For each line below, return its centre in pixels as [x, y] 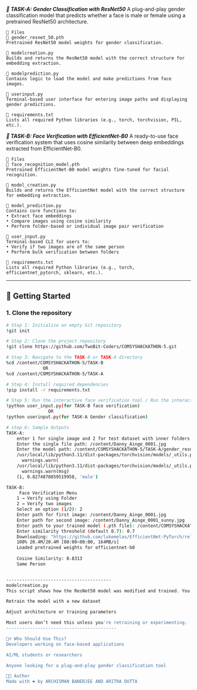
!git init [18, 331]
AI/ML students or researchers [44, 655]
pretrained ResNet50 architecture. [47, 21]
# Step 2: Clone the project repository [56, 341]
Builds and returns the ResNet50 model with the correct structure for [95, 58]
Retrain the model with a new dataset [53, 601]
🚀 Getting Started [38, 296]
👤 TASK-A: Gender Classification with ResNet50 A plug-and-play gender [96, 9]
